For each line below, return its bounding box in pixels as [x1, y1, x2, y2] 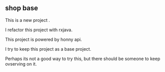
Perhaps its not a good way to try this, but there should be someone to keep [5, 56, 161, 62]
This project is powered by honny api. [5, 36, 82, 42]
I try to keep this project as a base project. [5, 46, 92, 52]
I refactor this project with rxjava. [5, 27, 73, 33]
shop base [5, 4, 38, 12]
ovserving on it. [5, 61, 37, 67]
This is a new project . [5, 17, 51, 23]
